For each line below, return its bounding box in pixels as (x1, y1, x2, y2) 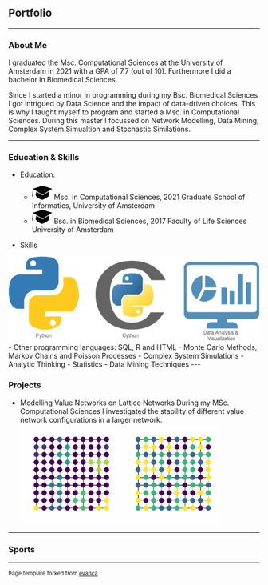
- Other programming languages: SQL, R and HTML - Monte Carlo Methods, (8, 343, 258, 352)
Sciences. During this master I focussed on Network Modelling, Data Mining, (8, 116, 259, 126)
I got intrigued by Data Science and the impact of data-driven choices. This (8, 99, 256, 109)
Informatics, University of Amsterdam (31, 201, 156, 210)
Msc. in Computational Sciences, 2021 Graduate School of (53, 192, 246, 202)
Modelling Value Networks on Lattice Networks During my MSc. (19, 398, 230, 407)
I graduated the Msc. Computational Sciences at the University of (8, 58, 223, 67)
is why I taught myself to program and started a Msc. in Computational (8, 107, 240, 117)
